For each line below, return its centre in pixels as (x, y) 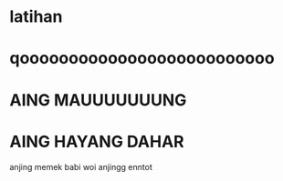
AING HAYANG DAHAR (97, 141)
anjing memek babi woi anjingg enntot (81, 166)
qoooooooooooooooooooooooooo (142, 59)
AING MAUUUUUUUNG (98, 100)
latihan (36, 17)
